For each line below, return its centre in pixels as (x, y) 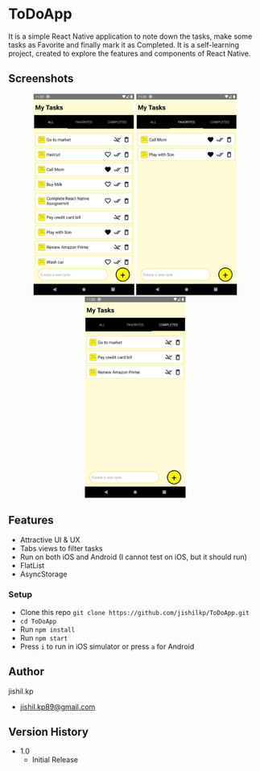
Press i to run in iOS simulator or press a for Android (107, 646)
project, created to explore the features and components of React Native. (130, 53)
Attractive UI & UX (50, 539)
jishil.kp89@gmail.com (58, 707)
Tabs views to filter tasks (61, 548)
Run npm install (47, 629)
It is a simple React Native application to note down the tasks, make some (130, 36)
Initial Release (55, 760)
